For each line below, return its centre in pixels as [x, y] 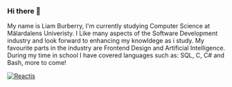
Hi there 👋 [24, 11]
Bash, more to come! [37, 63]
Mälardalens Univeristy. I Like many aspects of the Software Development [113, 33]
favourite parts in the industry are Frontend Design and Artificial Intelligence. [116, 48]
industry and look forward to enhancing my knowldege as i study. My [106, 41]
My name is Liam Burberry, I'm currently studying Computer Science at [109, 26]
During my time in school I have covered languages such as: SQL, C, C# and [116, 55]
